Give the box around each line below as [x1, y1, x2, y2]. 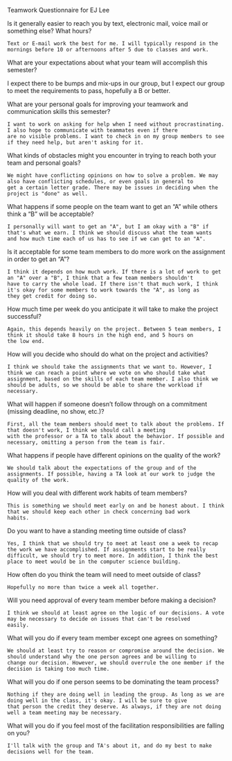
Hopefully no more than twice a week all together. [7, 584, 159, 591]
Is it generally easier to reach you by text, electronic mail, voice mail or [7, 19, 208, 27]
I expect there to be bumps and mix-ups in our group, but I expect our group [7, 79, 225, 87]
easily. [7, 621, 30, 628]
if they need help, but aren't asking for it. [7, 139, 144, 146]
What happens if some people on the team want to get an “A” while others [7, 203, 218, 210]
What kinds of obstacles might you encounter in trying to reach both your [7, 151, 217, 159]
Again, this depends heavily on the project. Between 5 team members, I [7, 326, 222, 333]
